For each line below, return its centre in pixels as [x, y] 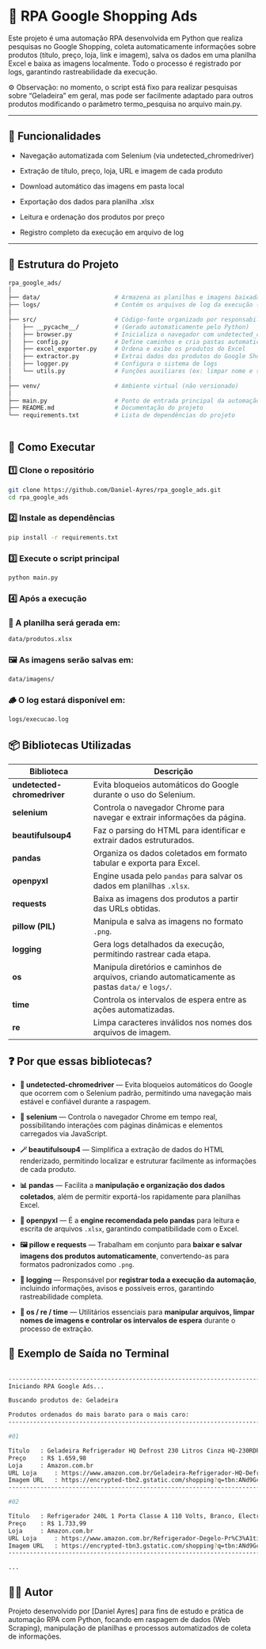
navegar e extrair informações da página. [170, 818]
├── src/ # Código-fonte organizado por [113, 319]
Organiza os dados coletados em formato [170, 853]
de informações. [35, 1636]
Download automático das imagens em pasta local [102, 186]
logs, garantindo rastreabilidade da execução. [83, 71]
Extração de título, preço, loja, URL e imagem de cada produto [121, 170]
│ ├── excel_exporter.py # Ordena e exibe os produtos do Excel [127, 349]
